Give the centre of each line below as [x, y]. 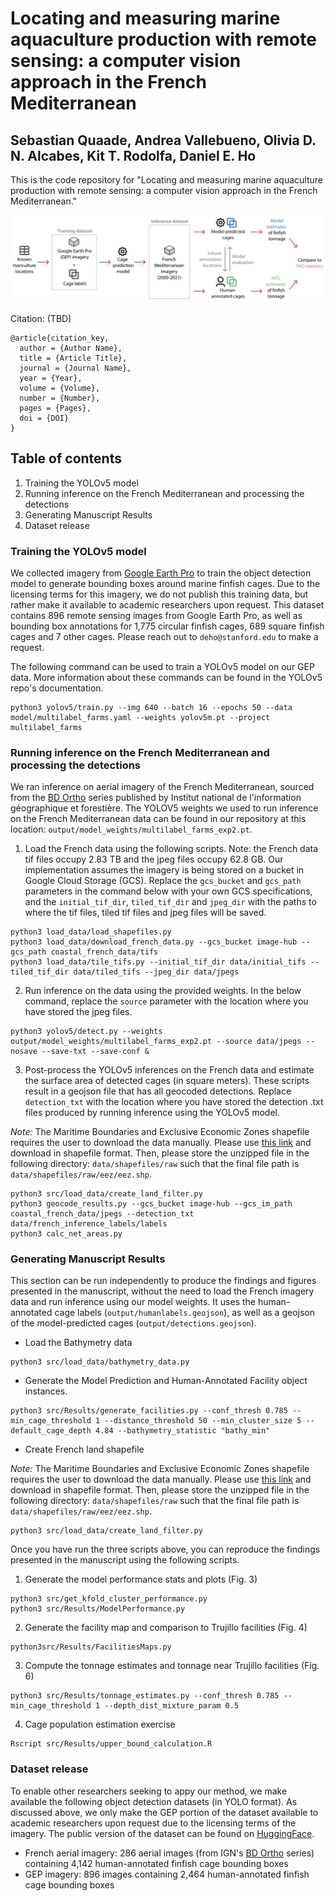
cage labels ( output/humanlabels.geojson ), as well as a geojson [184, 1313]
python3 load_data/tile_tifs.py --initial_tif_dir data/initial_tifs [158, 962]
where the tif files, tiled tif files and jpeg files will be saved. [145, 913]
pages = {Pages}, [55, 408]
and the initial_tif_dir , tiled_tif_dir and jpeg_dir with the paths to [170, 902]
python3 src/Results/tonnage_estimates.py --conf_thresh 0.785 [145, 1696]
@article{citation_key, [60, 338]
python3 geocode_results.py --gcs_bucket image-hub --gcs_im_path [151, 1204]
